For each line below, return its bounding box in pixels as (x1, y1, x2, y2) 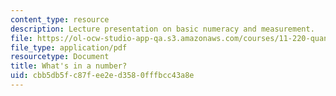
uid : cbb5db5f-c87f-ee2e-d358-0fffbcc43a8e (10, 71, 195, 81)
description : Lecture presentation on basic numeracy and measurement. (10, 24, 315, 34)
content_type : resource (10, 14, 110, 25)
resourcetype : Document (10, 52, 110, 62)
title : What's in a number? (10, 61, 128, 71)
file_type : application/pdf (10, 42, 128, 53)
